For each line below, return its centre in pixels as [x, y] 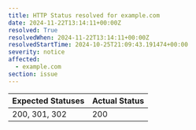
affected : [24, 60]
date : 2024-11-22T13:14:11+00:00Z [65, 23]
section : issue [33, 74]
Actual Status [118, 101]
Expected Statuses [48, 101]
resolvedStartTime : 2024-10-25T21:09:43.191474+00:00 [98, 45]
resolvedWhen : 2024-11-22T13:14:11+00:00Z [79, 37]
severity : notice [37, 52]
